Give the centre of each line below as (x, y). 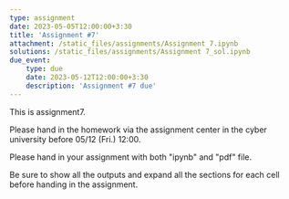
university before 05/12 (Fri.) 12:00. (75, 139)
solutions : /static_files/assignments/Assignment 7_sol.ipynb (130, 52)
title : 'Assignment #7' (55, 35)
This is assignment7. (48, 111)
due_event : (30, 60)
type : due (45, 69)
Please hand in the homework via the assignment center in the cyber (138, 130)
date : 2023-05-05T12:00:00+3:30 (71, 26)
